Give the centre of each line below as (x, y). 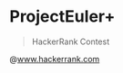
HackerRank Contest (71, 41)
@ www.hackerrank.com (55, 59)
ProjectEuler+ (62, 17)
